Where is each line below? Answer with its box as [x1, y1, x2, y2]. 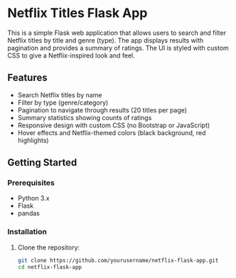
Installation [7, 227, 48, 237]
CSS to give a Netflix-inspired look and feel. [7, 51, 135, 60]
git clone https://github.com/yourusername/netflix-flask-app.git [17, 257, 219, 264]
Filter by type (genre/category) [17, 98, 109, 107]
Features [7, 72, 48, 84]
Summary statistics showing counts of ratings [17, 113, 152, 122]
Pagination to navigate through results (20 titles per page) [17, 105, 187, 114]
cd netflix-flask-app [17, 263, 82, 271]
